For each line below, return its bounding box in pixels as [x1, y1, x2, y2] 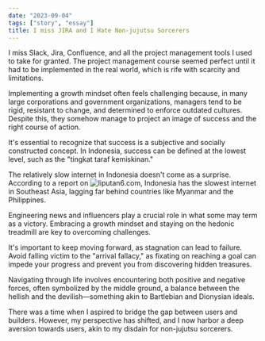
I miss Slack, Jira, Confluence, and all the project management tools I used [8, 48, 252, 58]
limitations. [8, 73, 44, 83]
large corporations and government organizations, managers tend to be [8, 97, 242, 107]
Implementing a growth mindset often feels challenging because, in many [8, 89, 248, 98]
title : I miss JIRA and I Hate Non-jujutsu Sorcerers [8, 26, 190, 34]
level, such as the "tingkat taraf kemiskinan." [8, 155, 154, 164]
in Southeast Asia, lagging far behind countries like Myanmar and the [8, 187, 234, 197]
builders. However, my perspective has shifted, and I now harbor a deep [8, 316, 244, 325]
